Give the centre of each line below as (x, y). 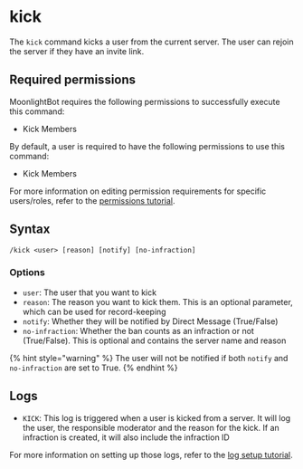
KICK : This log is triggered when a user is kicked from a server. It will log (156, 417)
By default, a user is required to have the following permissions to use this (147, 146)
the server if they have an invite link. (77, 51)
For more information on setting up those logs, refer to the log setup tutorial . (151, 455)
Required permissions (73, 80)
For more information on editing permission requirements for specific (138, 191)
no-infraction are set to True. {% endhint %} (94, 368)
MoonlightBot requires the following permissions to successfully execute (145, 101)
